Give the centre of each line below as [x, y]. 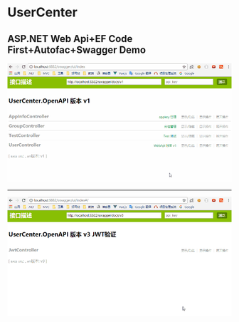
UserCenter [43, 12]
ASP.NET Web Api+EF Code [70, 39]
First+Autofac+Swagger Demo [77, 50]
